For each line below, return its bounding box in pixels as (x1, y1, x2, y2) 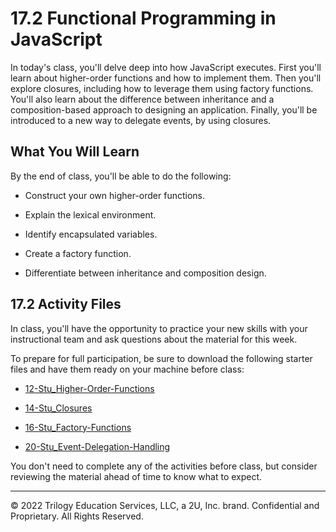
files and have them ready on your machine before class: (10, 363, 245, 375)
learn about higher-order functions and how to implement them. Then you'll (10, 72, 322, 84)
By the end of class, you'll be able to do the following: (10, 170, 232, 182)
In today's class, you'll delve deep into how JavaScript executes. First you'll (10, 61, 322, 73)
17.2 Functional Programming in (10, 7, 277, 30)
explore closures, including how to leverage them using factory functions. (10, 82, 314, 94)
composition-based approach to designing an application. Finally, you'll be (10, 103, 318, 116)
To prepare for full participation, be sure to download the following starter (10, 352, 313, 364)
